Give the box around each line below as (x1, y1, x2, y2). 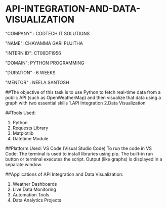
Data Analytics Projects (12, 197, 62, 203)
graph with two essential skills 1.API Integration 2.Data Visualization (5, 99, 146, 106)
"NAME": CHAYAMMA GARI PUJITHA (5, 40, 83, 46)
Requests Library (12, 125, 49, 131)
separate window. (5, 161, 43, 167)
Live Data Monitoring (12, 186, 57, 192)
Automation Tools (12, 191, 50, 197)
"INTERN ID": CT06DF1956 (5, 50, 62, 56)
